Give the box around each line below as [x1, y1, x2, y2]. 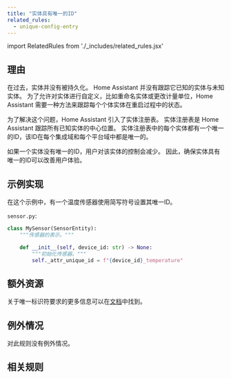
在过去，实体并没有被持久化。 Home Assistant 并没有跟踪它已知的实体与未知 [7, 84, 225, 92]
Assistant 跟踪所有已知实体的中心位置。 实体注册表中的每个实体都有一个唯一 [7, 124, 224, 132]
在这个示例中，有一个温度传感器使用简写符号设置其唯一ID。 [7, 198, 177, 206]
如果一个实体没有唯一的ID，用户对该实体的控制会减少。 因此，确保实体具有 [7, 147, 221, 156]
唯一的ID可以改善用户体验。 [7, 156, 86, 165]
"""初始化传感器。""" [32, 250, 87, 257]
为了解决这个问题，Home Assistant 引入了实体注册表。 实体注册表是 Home [7, 115, 219, 124]
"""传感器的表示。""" [19, 231, 74, 239]
